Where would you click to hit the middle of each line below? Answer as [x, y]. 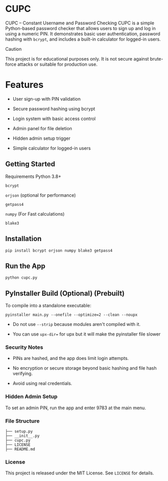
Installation [23, 239]
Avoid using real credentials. [42, 383]
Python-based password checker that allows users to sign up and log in [81, 28]
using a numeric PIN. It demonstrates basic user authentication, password [83, 34]
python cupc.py [21, 278]
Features [24, 85]
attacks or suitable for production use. [58, 64]
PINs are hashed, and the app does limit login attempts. [71, 358]
